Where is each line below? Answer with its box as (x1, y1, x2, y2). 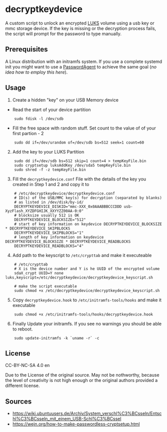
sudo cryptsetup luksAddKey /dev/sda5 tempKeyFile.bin (14, 162, 131, 168)
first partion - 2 (12, 130, 44, 136)
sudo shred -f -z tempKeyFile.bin (14, 167, 86, 172)
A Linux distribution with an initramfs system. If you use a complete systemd (5, 58, 162, 64)
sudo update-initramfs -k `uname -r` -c (14, 335, 99, 340)
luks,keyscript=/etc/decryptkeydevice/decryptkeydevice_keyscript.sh (5, 275, 153, 280)
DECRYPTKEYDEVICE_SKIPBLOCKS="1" (14, 230, 84, 235)
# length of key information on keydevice (14, 234, 104, 239)
